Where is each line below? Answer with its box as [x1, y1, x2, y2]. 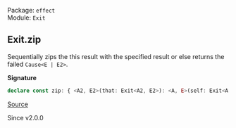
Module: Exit [7, 13, 46, 22]
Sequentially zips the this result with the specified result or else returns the [7, 52, 225, 60]
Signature [7, 73, 37, 82]
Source [7, 100, 28, 108]
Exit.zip [7, 34, 42, 46]
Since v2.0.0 [7, 113, 44, 122]
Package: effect [7, 6, 56, 14]
